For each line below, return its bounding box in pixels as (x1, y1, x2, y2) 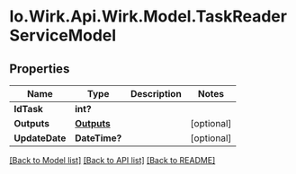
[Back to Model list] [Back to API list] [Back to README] (9, 155, 216, 165)
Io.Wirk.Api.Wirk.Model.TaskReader (9, 6, 288, 27)
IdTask (13, 103, 43, 115)
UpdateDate (13, 132, 67, 144)
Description (130, 88, 182, 100)
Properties (9, 61, 70, 76)
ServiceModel (9, 25, 117, 46)
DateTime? (75, 132, 122, 144)
